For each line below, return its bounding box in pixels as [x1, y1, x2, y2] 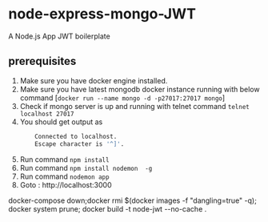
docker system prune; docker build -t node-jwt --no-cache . [8, 204, 207, 213]
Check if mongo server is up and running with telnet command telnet [19, 101, 250, 111]
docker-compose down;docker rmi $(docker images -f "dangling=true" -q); [8, 196, 258, 205]
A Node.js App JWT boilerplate [8, 31, 110, 41]
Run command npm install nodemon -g [19, 163, 153, 172]
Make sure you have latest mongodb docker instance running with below [19, 84, 260, 94]
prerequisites [8, 54, 77, 68]
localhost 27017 [19, 110, 74, 118]
